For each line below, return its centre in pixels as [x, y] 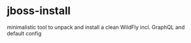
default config [24, 33]
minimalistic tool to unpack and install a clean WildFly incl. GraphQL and [96, 27]
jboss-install [39, 11]
